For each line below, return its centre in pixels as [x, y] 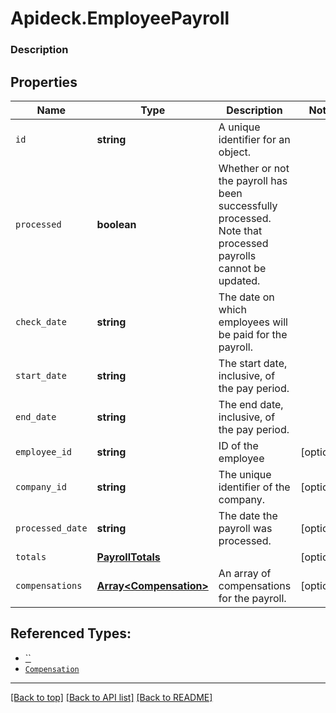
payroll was [245, 528]
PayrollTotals [128, 557]
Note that [240, 230]
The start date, [253, 363]
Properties [44, 82]
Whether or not [254, 168]
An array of [245, 573]
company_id [41, 486]
